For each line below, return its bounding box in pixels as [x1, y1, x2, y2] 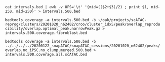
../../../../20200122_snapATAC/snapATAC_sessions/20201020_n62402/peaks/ [5, 43, 161, 48]
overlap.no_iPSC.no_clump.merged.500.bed [5, 48, 92, 53]
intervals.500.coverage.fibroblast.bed [5, 31, 87, 35]
